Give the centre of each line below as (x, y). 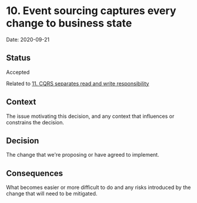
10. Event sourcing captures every (91, 11)
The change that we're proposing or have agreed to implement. (83, 155)
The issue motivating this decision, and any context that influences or (90, 116)
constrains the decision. (35, 122)
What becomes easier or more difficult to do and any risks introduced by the (98, 187)
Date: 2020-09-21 (28, 39)
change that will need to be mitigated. (52, 194)
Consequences (35, 173)
